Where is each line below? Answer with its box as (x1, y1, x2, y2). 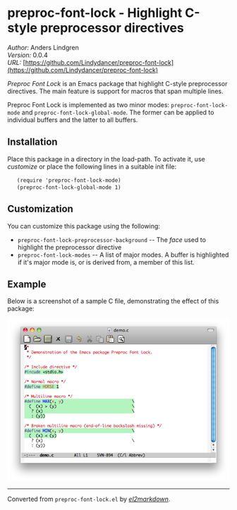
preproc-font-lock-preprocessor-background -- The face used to (17, 235, 207, 244)
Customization (7, 203, 74, 215)
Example (7, 278, 47, 290)
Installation (7, 136, 58, 148)
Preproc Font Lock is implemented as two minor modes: (7, 100, 170, 109)
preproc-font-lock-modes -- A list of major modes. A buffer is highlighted (17, 250, 229, 259)
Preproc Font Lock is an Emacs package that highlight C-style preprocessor (7, 79, 228, 87)
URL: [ (7, 58, 26, 66)
